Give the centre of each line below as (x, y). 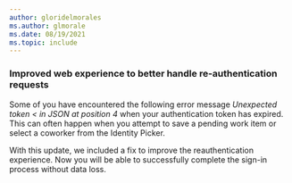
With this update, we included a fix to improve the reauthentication (132, 150)
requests (29, 85)
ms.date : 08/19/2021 (48, 34)
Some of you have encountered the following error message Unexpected (143, 104)
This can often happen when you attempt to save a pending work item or (143, 123)
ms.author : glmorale (48, 26)
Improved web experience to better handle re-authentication (143, 74)
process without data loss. (58, 169)
